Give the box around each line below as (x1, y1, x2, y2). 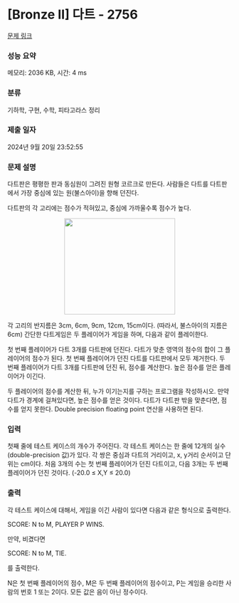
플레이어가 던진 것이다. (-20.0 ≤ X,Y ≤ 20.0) (7, 468, 131, 477)
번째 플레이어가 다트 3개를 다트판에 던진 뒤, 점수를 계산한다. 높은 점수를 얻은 (7, 363, 218, 372)
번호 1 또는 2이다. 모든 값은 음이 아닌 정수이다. (20, 587, 148, 596)
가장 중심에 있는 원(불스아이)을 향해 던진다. (20, 189, 139, 197)
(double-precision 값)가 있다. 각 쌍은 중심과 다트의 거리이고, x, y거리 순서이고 (7, 451, 224, 459)
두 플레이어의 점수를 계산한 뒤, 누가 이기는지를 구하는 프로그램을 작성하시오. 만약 (7, 387, 230, 396)
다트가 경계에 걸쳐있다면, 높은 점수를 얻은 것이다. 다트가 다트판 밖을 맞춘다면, (7, 396, 220, 404)
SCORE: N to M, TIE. (7, 549, 67, 557)
